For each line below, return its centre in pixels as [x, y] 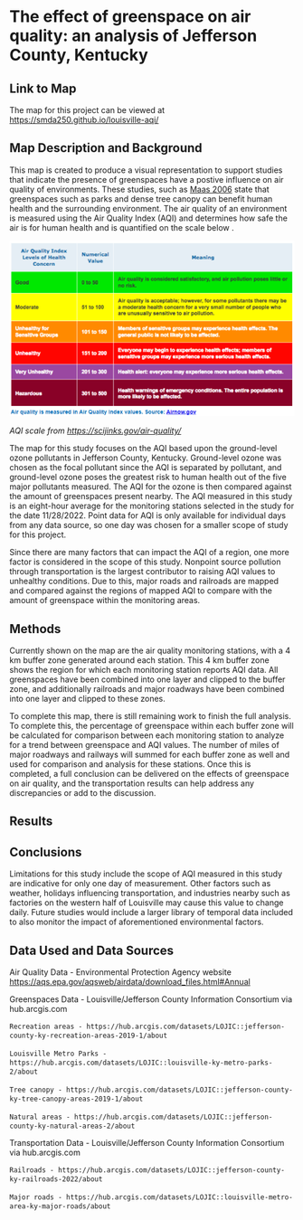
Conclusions [46, 852]
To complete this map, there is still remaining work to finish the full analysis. [150, 716]
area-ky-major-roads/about [60, 1206]
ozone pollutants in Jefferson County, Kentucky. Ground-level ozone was [146, 458]
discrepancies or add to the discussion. [83, 793]
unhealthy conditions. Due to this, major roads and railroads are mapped [144, 582]
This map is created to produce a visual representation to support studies [146, 170]
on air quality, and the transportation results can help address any [132, 783]
